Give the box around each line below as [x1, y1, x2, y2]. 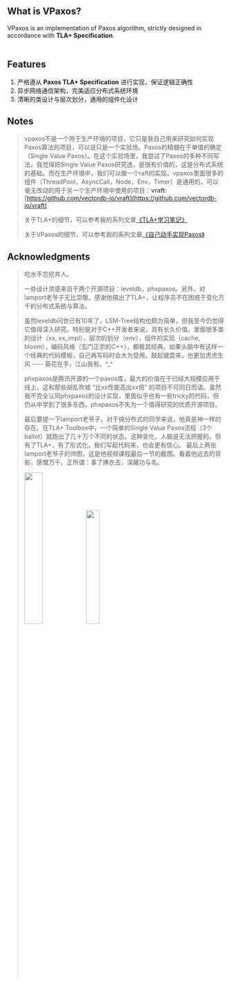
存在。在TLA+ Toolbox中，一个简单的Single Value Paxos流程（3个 [23, 424, 212, 432]
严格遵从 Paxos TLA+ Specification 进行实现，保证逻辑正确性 [17, 77, 193, 86]
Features [7, 59, 46, 70]
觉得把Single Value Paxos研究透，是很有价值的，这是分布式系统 [42, 160, 224, 168]
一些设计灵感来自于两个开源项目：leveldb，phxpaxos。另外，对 [23, 284, 205, 293]
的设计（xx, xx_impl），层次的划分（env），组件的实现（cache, [23, 334, 201, 343]
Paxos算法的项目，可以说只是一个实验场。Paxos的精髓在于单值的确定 [23, 143, 222, 151]
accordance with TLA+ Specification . [7, 31, 115, 39]
